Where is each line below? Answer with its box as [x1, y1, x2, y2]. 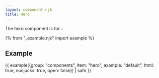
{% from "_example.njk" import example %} [5, 35, 94, 41]
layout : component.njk [5, 7, 52, 12]
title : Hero [5, 12, 30, 17]
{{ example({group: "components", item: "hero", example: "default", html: [5, 62, 154, 68]
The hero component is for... [5, 25, 64, 31]
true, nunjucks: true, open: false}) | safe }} [5, 68, 91, 74]
